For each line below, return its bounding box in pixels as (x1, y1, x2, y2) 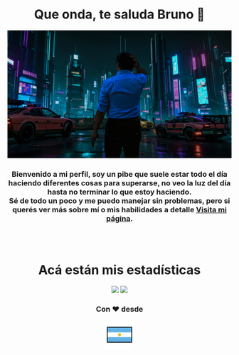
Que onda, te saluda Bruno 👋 (34, 6, 205, 23)
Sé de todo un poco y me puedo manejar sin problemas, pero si (9, 195, 230, 205)
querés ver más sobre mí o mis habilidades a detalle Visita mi (11, 204, 228, 214)
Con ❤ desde (95, 305, 144, 315)
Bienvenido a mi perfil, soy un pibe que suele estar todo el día (11, 169, 228, 179)
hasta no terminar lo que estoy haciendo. (47, 187, 192, 197)
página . (106, 213, 133, 223)
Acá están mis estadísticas (38, 262, 201, 278)
